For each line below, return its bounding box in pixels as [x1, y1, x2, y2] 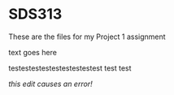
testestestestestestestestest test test [8, 63, 132, 73]
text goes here [8, 47, 57, 57]
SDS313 [8, 5, 63, 24]
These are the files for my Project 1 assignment [8, 32, 166, 41]
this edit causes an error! [8, 79, 93, 89]
